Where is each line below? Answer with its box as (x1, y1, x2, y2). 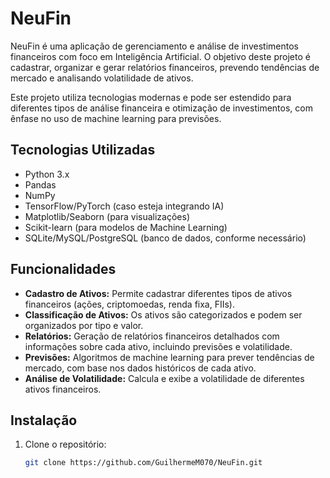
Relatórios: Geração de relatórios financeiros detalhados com (24, 330, 280, 342)
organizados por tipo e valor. (24, 319, 144, 331)
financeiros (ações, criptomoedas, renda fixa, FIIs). (24, 298, 235, 310)
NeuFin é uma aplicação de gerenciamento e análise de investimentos (10, 40, 299, 52)
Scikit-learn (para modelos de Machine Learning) (24, 221, 228, 233)
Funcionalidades (10, 261, 117, 278)
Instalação (10, 412, 78, 429)
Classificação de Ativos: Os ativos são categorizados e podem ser (24, 308, 303, 321)
